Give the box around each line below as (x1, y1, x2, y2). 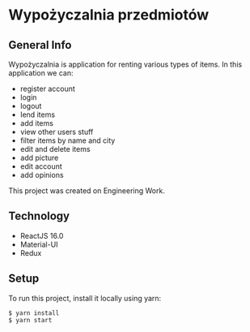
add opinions (19, 170, 64, 179)
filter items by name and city (19, 136, 116, 145)
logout (19, 101, 42, 110)
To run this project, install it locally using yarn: (8, 293, 162, 303)
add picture (19, 153, 59, 162)
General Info (8, 38, 72, 52)
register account (19, 84, 75, 93)
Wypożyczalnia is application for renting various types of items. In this (8, 59, 243, 69)
